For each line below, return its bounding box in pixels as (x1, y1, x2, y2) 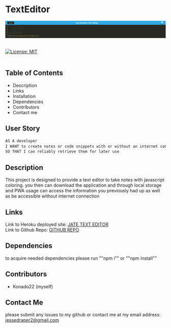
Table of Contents (5, 69, 64, 78)
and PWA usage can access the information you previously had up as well (5, 188, 160, 194)
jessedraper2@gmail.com (5, 317, 60, 323)
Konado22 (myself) (12, 283, 53, 289)
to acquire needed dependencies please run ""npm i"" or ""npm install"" (5, 255, 157, 261)
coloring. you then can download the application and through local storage (5, 182, 162, 188)
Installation (12, 93, 36, 99)
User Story (5, 124, 40, 133)
